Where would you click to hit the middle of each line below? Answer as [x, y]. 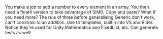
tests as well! [18, 32]
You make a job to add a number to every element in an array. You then [77, 7]
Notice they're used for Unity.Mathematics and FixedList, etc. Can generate [82, 27]
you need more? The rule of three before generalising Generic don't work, [80, 17]
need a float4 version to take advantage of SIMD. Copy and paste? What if [81, 12]
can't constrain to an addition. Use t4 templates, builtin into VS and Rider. [79, 22]
